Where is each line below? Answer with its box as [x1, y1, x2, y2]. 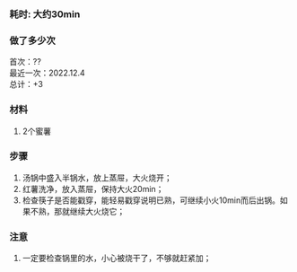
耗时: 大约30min [9, 7, 81, 20]
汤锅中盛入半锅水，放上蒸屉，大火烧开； [22, 172, 172, 183]
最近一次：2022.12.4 [9, 67, 85, 78]
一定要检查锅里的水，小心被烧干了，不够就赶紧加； [22, 253, 212, 264]
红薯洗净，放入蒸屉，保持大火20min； [22, 183, 164, 194]
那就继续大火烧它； [53, 206, 126, 216]
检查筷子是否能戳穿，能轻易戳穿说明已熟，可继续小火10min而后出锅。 [22, 195, 281, 206]
